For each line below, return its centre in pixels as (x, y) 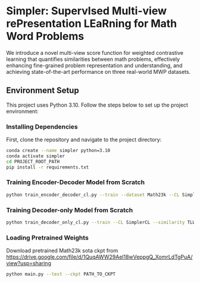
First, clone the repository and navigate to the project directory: (84, 140)
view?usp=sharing (29, 263)
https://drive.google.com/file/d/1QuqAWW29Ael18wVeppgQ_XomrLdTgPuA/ (99, 257)
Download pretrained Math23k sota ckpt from (62, 251)
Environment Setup (43, 91)
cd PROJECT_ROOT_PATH (33, 161)
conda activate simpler (36, 156)
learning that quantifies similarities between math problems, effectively (93, 59)
